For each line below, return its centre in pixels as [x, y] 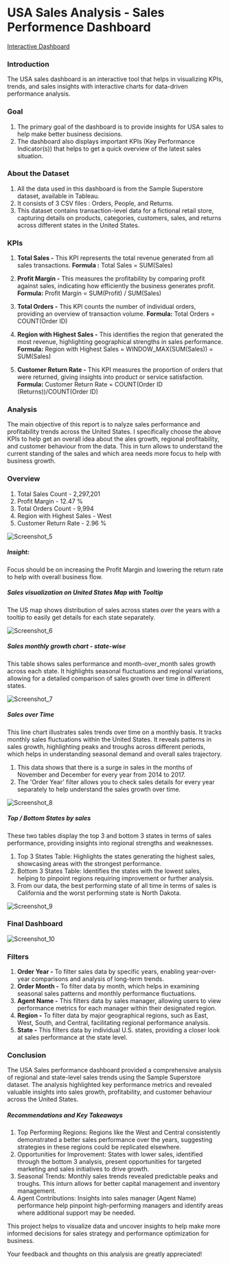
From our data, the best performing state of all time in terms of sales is [117, 885]
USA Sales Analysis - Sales [86, 13]
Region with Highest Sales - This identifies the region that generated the [120, 334]
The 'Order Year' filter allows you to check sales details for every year [116, 781]
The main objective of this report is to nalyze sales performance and [104, 424]
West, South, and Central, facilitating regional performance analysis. [114, 1023]
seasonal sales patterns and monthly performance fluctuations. [107, 994]
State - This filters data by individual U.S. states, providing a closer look [118, 1030]
